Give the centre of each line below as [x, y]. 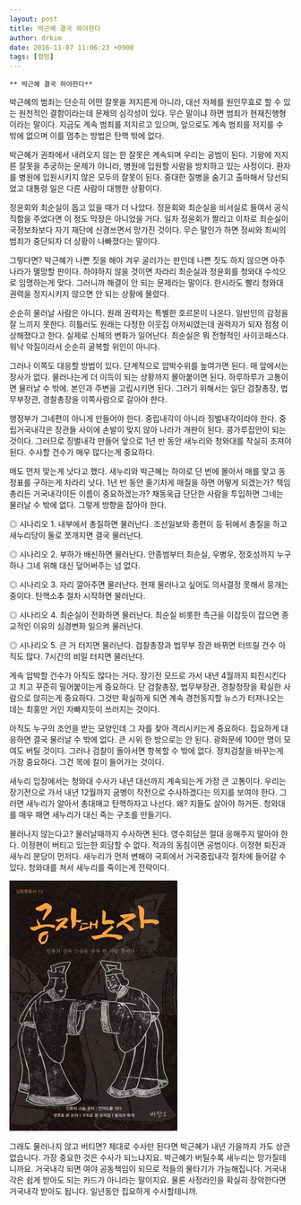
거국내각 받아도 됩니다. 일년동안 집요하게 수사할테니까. [104, 1192]
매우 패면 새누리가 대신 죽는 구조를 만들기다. [95, 815]
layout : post [34, 19]
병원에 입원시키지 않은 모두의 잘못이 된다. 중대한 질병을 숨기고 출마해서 [142, 177]
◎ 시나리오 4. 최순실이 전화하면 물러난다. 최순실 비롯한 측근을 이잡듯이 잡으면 [145, 615]
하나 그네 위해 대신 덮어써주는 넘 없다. [75, 566]
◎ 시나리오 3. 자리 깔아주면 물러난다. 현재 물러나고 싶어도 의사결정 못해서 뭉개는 [149, 585]
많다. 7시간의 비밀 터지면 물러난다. [85, 656]
